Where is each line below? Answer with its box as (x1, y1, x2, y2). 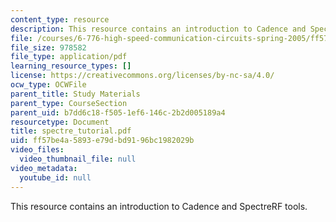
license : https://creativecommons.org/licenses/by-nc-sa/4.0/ (10, 71, 275, 81)
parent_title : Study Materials (10, 89, 141, 99)
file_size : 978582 (10, 42, 87, 53)
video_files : (10, 145, 65, 155)
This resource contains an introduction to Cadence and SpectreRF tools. (10, 200, 308, 212)
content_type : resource (10, 14, 110, 25)
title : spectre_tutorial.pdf (10, 126, 132, 136)
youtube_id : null (19, 172, 92, 183)
